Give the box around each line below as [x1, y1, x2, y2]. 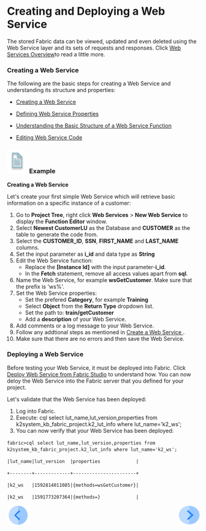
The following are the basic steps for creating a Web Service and [7, 80, 171, 87]
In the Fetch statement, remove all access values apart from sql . [25, 270, 188, 277]
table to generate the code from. [15, 231, 98, 238]
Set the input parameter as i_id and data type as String [15, 250, 155, 258]
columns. [15, 243, 39, 251]
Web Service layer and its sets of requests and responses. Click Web [7, 44, 181, 52]
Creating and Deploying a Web [7, 4, 166, 18]
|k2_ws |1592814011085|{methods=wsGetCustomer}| [7, 482, 139, 488]
